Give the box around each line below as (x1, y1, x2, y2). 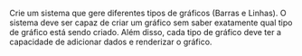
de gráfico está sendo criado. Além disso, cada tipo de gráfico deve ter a (9, 27, 282, 37)
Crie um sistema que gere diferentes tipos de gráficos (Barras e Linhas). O (9, 8, 287, 18)
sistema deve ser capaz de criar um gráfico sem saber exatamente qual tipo (9, 17, 293, 28)
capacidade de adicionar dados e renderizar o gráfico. (9, 36, 212, 47)
